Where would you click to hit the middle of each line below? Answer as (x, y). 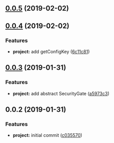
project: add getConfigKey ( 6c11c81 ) (51, 52)
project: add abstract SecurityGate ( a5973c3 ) (61, 93)
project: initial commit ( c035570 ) (48, 135)
